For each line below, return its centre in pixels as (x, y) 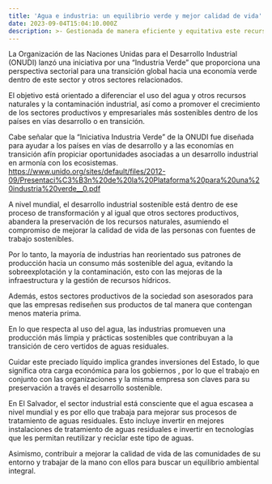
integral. (22, 471)
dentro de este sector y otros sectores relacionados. (96, 80)
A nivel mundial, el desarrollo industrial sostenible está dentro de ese (123, 204)
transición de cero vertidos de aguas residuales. (89, 346)
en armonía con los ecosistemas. (64, 163)
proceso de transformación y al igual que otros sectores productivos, (123, 213)
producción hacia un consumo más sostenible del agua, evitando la (121, 263)
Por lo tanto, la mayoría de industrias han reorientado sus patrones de (125, 255)
